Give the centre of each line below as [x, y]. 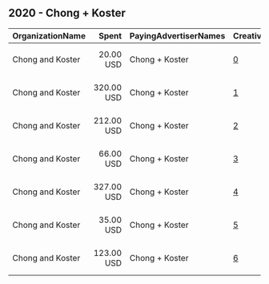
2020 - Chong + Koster [67, 13]
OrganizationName [49, 35]
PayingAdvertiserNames [177, 35]
